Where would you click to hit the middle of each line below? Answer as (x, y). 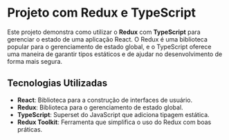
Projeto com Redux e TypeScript (101, 13)
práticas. (30, 129)
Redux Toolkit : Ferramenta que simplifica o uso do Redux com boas (114, 122)
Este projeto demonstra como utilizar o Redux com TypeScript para (104, 32)
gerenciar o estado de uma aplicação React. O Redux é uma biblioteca (107, 39)
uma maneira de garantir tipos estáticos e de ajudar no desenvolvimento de (115, 54)
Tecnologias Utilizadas (57, 84)
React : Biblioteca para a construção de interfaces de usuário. (104, 100)
